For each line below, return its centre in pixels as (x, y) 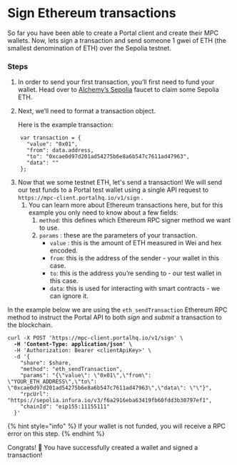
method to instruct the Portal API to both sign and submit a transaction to (115, 317)
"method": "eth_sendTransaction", (71, 369)
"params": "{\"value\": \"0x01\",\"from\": (86, 376)
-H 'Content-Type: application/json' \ (73, 344)
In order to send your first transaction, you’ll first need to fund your (116, 82)
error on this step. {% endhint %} (56, 434)
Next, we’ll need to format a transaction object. (86, 111)
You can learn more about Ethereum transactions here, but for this (126, 205)
